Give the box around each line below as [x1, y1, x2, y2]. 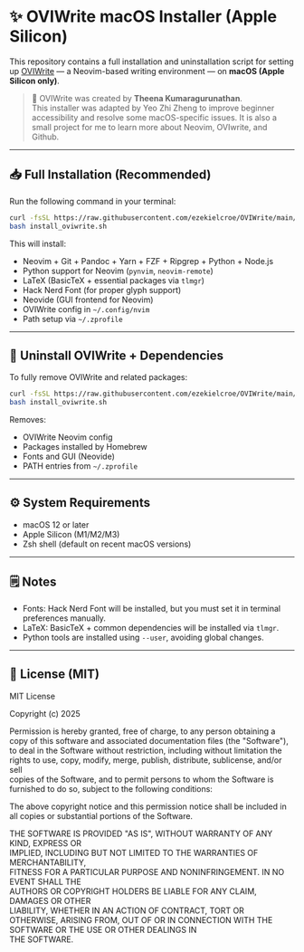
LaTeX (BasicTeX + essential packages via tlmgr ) [22, 274, 205, 286]
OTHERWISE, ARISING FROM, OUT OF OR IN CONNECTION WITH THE [9, 914, 273, 925]
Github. [31, 131, 60, 142]
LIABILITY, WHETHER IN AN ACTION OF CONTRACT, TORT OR [9, 905, 244, 916]
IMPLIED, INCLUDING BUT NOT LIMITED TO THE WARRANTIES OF [9, 847, 259, 858]
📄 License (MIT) [9, 667, 100, 682]
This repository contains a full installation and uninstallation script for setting [9, 56, 294, 67]
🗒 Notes [9, 575, 57, 590]
